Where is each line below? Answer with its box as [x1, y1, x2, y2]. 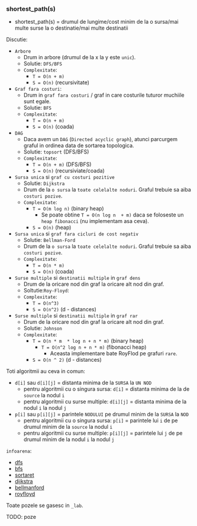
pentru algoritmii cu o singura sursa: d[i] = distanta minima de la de [23, 385, 190, 393]
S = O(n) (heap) [32, 224, 72, 231]
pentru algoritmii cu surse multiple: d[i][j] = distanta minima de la [23, 398, 187, 405]
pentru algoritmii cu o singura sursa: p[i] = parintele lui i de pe [23, 417, 178, 424]
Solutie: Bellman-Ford [23, 237, 76, 244]
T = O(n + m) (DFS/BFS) [32, 161, 92, 168]
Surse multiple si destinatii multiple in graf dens [14, 275, 141, 282]
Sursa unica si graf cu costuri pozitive [14, 174, 115, 181]
